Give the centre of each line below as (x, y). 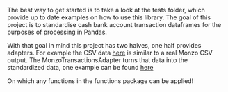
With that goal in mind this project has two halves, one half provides (104, 45)
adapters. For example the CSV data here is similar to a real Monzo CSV (110, 53)
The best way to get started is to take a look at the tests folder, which (106, 10)
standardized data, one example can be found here (80, 67)
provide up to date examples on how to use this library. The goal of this (109, 17)
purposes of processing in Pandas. (57, 32)
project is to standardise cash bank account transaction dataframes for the (114, 25)
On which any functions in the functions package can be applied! (100, 81)
